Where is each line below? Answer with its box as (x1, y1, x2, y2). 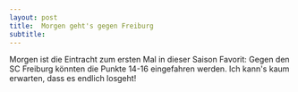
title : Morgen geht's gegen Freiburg (9, 21, 154, 30)
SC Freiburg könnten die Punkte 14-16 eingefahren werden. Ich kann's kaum (9, 63, 290, 74)
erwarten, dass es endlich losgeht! (9, 73, 137, 84)
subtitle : (9, 29, 47, 38)
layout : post (9, 13, 58, 22)
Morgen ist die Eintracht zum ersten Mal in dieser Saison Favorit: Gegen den (9, 54, 290, 65)
